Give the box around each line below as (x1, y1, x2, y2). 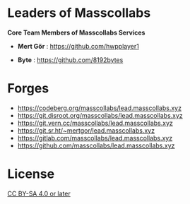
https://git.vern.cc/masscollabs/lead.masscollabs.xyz (17, 119, 173, 127)
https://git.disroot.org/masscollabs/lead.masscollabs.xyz (17, 111, 184, 119)
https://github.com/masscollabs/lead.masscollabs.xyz (17, 141, 175, 150)
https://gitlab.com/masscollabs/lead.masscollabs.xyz (17, 133, 173, 142)
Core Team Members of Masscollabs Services (7, 28, 146, 37)
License (7, 166, 55, 182)
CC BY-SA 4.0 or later (7, 189, 71, 198)
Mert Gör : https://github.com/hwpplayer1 (17, 42, 139, 50)
